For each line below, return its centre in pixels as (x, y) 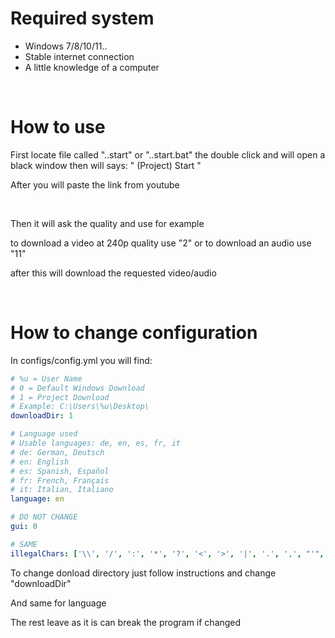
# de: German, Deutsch (57, 452)
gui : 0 (24, 527)
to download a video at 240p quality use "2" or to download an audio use (161, 243)
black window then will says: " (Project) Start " (106, 165)
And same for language (58, 603)
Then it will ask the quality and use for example (107, 223)
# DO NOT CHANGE (44, 517)
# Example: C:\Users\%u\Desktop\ (80, 407)
